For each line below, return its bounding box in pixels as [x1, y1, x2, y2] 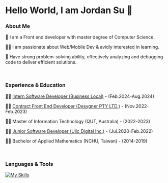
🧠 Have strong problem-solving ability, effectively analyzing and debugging [5, 54, 163, 60]
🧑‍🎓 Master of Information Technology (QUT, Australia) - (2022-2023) [5, 118, 151, 124]
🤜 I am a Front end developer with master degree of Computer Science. [5, 34, 155, 40]
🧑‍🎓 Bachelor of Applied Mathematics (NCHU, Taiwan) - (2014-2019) [5, 138, 148, 144]
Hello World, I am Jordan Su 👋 [5, 5, 133, 16]
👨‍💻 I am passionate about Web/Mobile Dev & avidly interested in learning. [5, 44, 159, 50]
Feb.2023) [5, 108, 27, 115]
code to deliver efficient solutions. [5, 59, 77, 65]
